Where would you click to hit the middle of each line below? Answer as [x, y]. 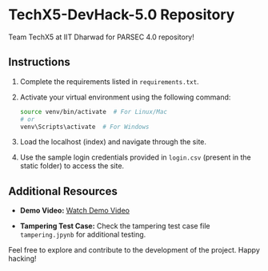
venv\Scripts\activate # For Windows [84, 127]
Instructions [39, 62]
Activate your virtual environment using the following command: [125, 97]
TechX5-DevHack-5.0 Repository [122, 15]
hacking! [23, 259]
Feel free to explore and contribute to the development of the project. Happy [134, 250]
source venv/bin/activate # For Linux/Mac [94, 111]
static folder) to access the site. [72, 166]
